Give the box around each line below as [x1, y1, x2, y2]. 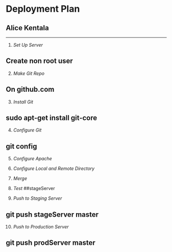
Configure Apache [13, 156, 53, 162]
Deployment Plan [6, 3, 80, 15]
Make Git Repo [13, 70, 45, 76]
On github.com [6, 85, 55, 94]
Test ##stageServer [13, 185, 55, 192]
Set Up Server [13, 42, 43, 48]
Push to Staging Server [13, 195, 62, 201]
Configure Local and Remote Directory [13, 165, 95, 172]
